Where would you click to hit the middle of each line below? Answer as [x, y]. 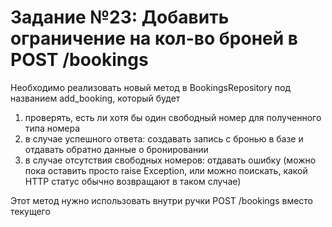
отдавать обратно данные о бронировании [116, 149]
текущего [30, 211]
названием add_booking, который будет [95, 98]
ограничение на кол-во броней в [154, 38]
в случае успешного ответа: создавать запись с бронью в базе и [164, 138]
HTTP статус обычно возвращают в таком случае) [133, 181]
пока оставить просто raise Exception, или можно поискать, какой [166, 170]
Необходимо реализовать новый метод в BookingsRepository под [151, 87]
